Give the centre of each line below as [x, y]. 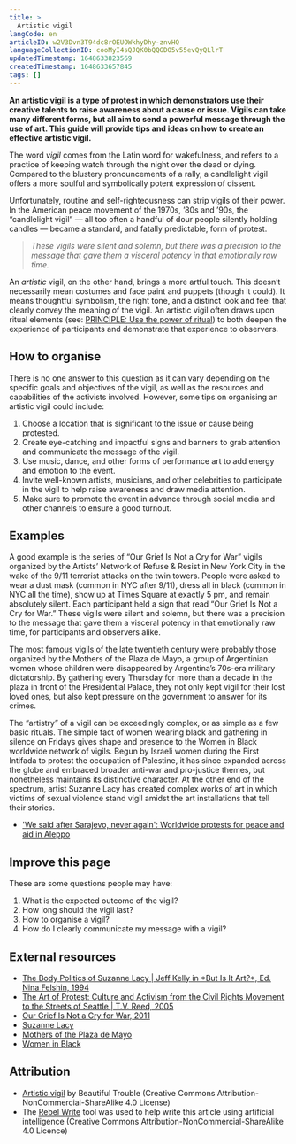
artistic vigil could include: [57, 406]
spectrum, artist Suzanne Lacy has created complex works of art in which [143, 789]
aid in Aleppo [46, 834]
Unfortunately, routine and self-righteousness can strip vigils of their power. [147, 200]
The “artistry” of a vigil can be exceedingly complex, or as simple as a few [144, 723]
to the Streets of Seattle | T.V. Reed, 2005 [98, 1006]
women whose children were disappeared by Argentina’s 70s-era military [142, 669]
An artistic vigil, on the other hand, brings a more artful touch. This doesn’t [145, 282]
